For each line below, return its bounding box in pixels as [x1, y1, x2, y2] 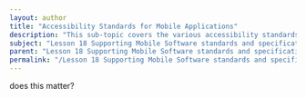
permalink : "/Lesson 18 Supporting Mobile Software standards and [9, 55, 267, 64]
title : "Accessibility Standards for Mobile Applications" [9, 22, 239, 31]
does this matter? [9, 81, 75, 91]
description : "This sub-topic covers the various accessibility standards [9, 30, 300, 39]
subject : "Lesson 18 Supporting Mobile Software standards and [9, 38, 255, 48]
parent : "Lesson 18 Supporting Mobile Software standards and [9, 47, 250, 56]
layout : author [9, 13, 67, 23]
